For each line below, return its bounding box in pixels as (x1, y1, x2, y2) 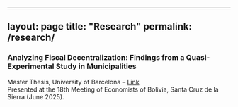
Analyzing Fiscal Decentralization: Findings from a (7, 53, 185, 63)
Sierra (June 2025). (7, 92, 65, 101)
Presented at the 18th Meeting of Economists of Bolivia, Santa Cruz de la (7, 85, 219, 94)
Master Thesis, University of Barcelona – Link (7, 77, 140, 86)
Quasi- (186, 53, 210, 63)
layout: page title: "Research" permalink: (7, 20, 193, 32)
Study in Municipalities (55, 61, 137, 71)
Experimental (7, 61, 55, 71)
